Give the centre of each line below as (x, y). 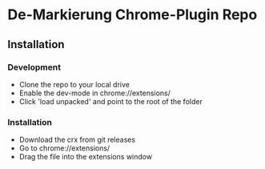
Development (34, 67)
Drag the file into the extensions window (86, 157)
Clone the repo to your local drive (74, 84)
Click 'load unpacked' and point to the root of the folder (111, 101)
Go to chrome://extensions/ (64, 148)
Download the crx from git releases (77, 140)
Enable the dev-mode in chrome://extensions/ (95, 93)
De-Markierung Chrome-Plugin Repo (132, 15)
